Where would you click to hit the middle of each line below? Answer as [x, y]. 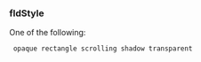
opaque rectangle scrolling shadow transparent [103, 49]
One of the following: [48, 33]
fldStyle [27, 13]
